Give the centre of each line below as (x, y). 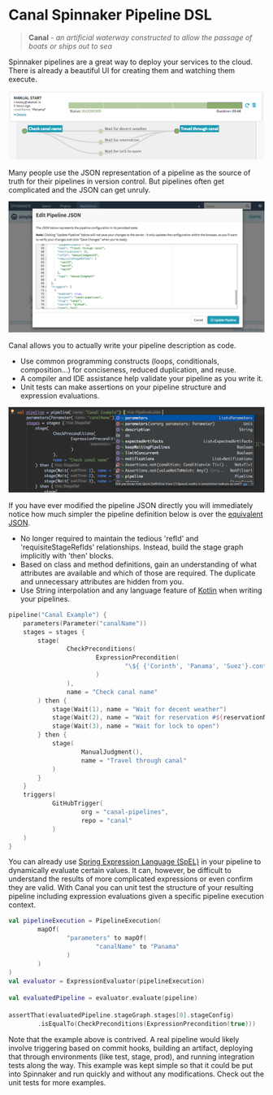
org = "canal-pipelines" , (125, 812)
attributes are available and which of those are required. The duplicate (138, 573)
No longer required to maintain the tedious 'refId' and (109, 538)
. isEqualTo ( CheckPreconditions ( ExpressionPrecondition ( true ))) (147, 1023)
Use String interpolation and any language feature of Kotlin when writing (141, 590)
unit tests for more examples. (57, 1082)
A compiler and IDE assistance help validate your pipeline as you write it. (142, 378)
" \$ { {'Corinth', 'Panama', (172, 667)
